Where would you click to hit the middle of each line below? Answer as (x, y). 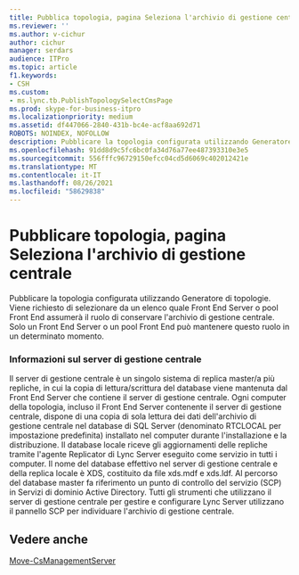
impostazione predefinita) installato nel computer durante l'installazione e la (148, 435)
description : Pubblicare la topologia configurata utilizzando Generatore (151, 142)
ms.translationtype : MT (53, 167)
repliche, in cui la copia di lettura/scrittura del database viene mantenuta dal (148, 388)
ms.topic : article (43, 68)
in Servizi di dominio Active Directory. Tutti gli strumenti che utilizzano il (140, 492)
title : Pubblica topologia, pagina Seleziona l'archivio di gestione (141, 17)
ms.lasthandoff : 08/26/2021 (61, 184)
